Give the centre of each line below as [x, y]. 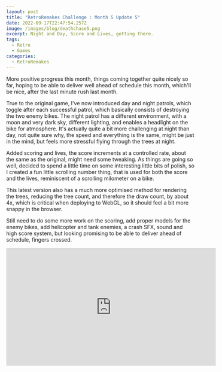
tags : [13, 39]
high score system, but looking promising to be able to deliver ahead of [94, 233]
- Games [21, 51]
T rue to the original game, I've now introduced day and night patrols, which [99, 103]
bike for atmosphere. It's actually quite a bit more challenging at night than [98, 129]
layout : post [22, 12]
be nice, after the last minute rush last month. [62, 92]
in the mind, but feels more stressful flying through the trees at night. [91, 141]
